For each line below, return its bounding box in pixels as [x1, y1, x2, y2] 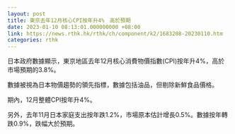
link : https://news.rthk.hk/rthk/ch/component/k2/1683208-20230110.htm [7, 30, 223, 37]
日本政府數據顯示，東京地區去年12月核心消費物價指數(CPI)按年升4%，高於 [7, 57, 225, 66]
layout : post [7, 10, 46, 18]
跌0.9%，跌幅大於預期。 [7, 119, 79, 128]
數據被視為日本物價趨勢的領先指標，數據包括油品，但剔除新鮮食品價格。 [7, 80, 218, 89]
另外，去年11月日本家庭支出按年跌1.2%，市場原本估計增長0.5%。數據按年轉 [7, 111, 228, 119]
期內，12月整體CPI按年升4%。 [7, 96, 96, 104]
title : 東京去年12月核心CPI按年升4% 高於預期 [7, 17, 131, 24]
